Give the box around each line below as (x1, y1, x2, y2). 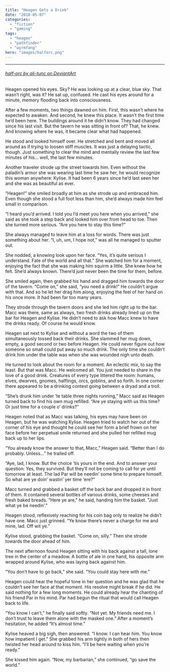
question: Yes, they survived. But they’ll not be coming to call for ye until (5, 465, 156, 472)
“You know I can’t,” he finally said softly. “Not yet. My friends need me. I (5, 610, 155, 616)
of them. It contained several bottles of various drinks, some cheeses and (5, 491, 159, 497)
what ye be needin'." (5, 502, 48, 508)
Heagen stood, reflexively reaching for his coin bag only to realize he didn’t (5, 512, 162, 518)
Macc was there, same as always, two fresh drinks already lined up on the (5, 309, 160, 315)
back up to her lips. (5, 435, 46, 441)
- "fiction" (10, 21, 35, 27)
